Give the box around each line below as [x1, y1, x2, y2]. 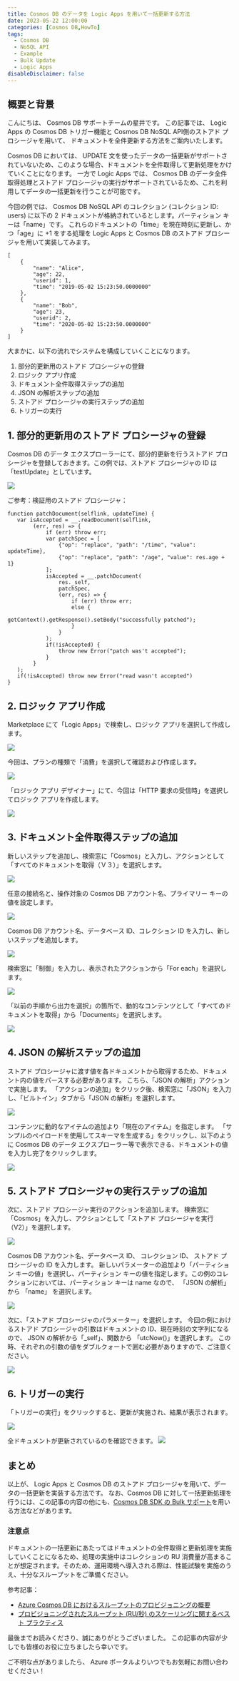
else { [71, 604, 91, 611]
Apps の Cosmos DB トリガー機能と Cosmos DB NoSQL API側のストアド [7, 128, 221, 136]
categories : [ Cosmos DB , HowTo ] [7, 24, 101, 31]
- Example [14, 51, 43, 58]
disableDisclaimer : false [7, 70, 84, 77]
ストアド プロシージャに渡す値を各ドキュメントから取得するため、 [7, 1067, 203, 1075]
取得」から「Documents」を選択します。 [44, 1010, 166, 1018]
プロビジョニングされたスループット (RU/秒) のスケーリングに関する [17, 1610, 218, 1618]
